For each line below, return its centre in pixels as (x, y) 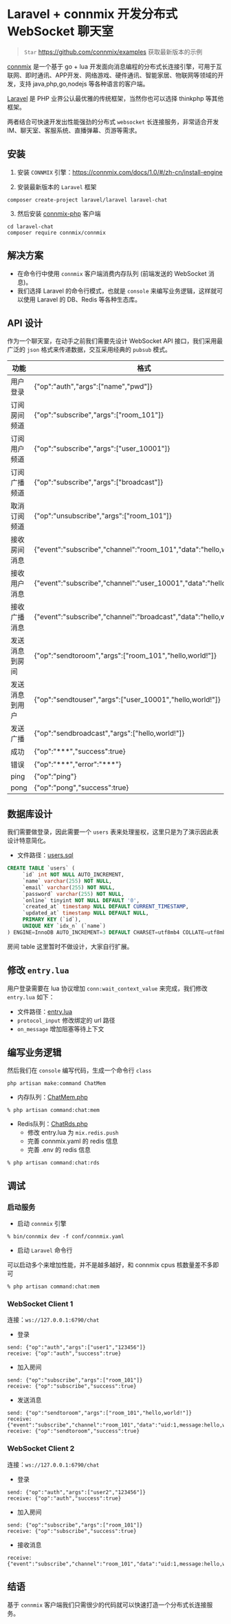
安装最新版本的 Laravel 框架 (57, 186)
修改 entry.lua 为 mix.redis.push (73, 1133)
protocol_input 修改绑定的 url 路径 (66, 1020)
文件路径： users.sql (45, 855)
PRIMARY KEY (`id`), (52, 920)
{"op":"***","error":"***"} (78, 765)
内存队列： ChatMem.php (52, 1097)
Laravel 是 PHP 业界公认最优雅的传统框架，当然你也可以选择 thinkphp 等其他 (115, 98)
